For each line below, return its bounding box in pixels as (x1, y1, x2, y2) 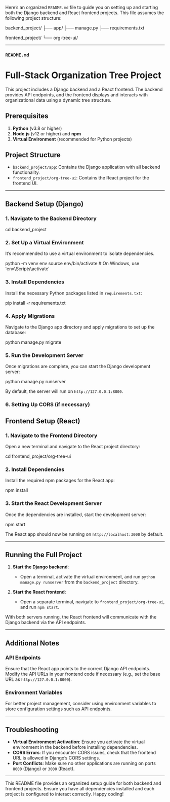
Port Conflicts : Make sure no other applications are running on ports (12, 760, 156, 767)
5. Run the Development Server (5, 352, 83, 359)
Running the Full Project (5, 550, 82, 559)
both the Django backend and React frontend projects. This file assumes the (5, 10, 164, 16)
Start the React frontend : (12, 589, 66, 595)
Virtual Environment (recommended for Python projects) (12, 136, 133, 142)
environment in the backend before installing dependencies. (12, 744, 138, 750)
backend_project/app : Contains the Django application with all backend (12, 164, 160, 170)
